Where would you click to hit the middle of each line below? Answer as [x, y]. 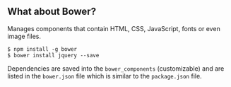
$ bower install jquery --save [53, 55]
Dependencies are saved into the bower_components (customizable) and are [116, 68]
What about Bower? [52, 12]
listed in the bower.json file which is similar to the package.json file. [105, 76]
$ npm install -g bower [42, 49]
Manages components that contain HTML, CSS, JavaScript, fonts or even [114, 28]
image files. [24, 36]
